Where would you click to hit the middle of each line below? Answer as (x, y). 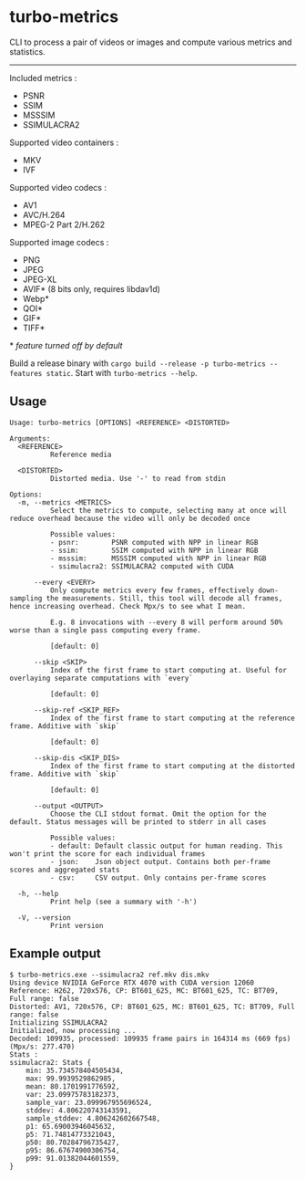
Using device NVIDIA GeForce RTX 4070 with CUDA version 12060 (132, 983)
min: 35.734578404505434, (75, 1070)
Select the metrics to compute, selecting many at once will (168, 510)
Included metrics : (43, 78)
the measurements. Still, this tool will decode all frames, (164, 598)
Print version (76, 925)
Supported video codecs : (58, 187)
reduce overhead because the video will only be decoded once (130, 518)
